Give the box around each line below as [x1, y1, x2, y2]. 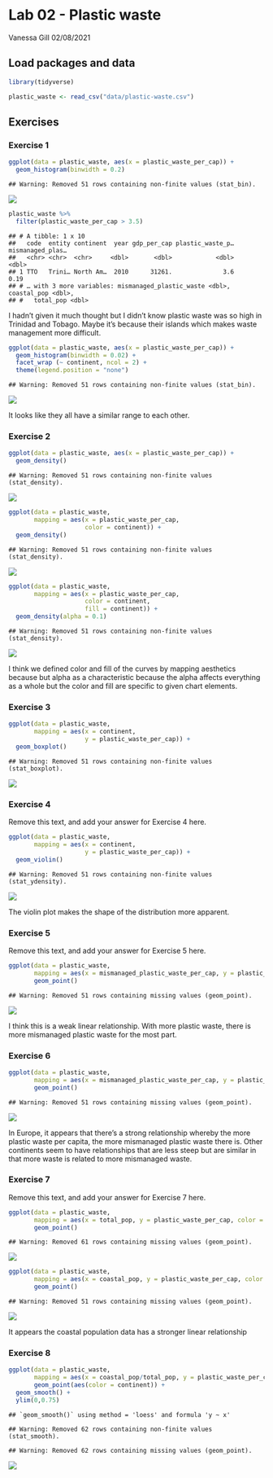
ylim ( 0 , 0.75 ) [15, 1396, 60, 1404]
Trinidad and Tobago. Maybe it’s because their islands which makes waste [8, 319, 258, 329]
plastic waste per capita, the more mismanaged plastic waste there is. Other [8, 1136, 263, 1146]
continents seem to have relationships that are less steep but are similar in [8, 1145, 257, 1155]
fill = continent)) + [84, 605, 158, 613]
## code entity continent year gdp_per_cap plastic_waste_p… [8, 239, 234, 248]
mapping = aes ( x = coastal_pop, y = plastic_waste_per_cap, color [33, 1275, 264, 1283]
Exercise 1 [8, 139, 50, 151]
